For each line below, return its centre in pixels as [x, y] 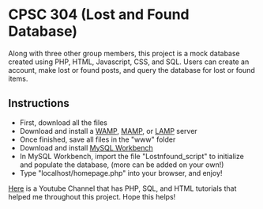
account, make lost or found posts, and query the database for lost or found [131, 70]
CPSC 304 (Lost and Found [99, 15]
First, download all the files [64, 122]
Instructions [39, 103]
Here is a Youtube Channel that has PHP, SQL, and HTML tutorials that [122, 188]
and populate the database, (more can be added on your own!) [122, 165]
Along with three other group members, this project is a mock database [124, 53]
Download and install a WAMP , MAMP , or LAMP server [108, 131]
